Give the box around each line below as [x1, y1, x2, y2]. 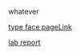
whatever [8, 7, 39, 16]
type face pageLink [8, 22, 72, 31]
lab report [8, 37, 41, 47]
